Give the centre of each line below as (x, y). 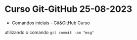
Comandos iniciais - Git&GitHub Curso (51, 23)
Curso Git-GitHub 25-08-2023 (68, 9)
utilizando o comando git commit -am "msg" (49, 32)
